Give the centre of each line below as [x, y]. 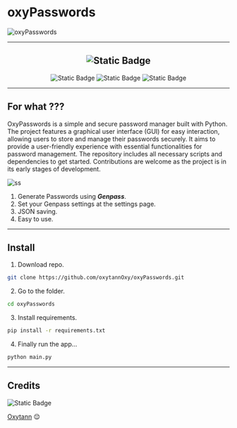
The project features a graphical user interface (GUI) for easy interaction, [114, 131]
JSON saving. [37, 211]
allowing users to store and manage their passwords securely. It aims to [111, 139]
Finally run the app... [47, 344]
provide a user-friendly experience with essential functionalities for [105, 146]
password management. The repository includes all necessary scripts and [115, 154]
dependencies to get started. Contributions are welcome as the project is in [117, 161]
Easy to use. [35, 219]
